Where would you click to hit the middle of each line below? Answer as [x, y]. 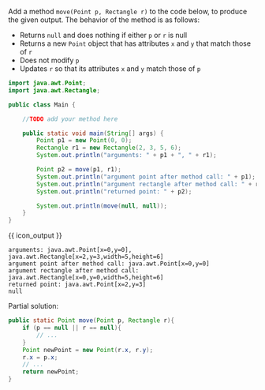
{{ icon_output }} [35, 235]
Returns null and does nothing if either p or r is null [103, 35]
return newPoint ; [51, 372]
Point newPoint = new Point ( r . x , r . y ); [88, 350]
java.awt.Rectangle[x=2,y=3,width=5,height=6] [86, 257]
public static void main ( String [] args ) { [93, 133]
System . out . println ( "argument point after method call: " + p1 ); [146, 177]
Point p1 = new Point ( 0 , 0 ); [84, 141]
